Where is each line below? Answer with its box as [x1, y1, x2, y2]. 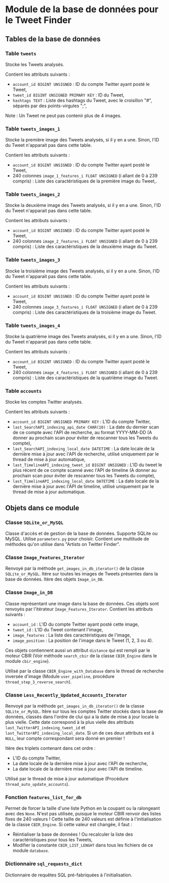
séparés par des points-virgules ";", [12, 103, 87, 109]
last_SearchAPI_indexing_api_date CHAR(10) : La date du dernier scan [12, 424, 159, 430]
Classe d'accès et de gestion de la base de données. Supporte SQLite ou [5, 530, 158, 537]
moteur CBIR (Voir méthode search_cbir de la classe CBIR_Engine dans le [5, 652, 157, 659]
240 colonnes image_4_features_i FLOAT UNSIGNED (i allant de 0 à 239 [12, 370, 158, 376]
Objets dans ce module [5, 503, 79, 512]
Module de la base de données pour [5, 4, 158, 15]
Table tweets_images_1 [5, 125, 61, 132]
